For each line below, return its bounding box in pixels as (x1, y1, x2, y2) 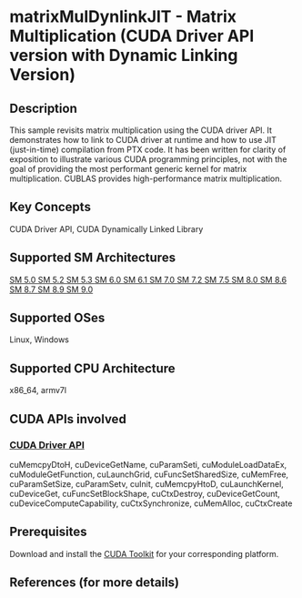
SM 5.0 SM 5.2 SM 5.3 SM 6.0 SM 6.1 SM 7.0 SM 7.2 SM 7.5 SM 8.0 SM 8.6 (9, 274, 287, 285)
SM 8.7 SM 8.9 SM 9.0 (9, 284, 94, 295)
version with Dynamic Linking (9, 46, 238, 66)
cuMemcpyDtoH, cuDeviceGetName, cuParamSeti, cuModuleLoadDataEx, (9, 459, 287, 470)
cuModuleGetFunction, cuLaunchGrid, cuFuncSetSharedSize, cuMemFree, (9, 469, 289, 480)
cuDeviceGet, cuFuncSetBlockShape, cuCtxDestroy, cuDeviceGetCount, (9, 488, 280, 499)
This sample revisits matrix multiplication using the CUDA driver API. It (9, 125, 273, 136)
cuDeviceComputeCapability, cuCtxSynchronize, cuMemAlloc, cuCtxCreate (9, 498, 293, 509)
